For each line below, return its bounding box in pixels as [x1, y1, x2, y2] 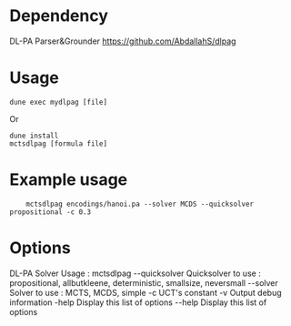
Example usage [9, 169, 128, 190]
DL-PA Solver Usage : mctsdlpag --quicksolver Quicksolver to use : [9, 268, 261, 279]
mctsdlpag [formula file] [9, 138, 107, 148]
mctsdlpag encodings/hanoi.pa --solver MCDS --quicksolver [25, 199, 255, 209]
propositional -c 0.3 [9, 207, 92, 217]
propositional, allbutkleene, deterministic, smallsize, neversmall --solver [9, 277, 279, 288]
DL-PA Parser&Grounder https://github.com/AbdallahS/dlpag [9, 36, 236, 46]
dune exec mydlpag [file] [9, 97, 107, 107]
